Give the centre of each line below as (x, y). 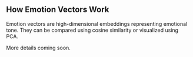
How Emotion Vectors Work (58, 10)
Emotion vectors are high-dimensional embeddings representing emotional (97, 24)
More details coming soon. (38, 48)
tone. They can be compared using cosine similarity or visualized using (92, 30)
